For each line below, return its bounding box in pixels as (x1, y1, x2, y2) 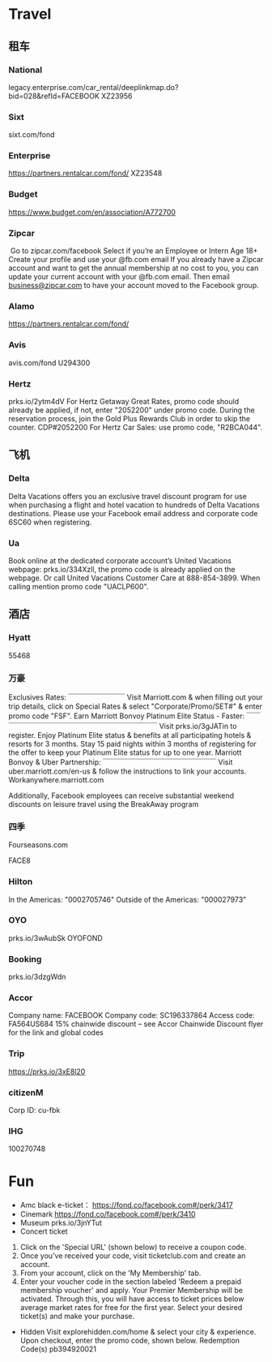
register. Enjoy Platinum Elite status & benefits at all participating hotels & (8, 730, 252, 739)
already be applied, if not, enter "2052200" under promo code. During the (8, 405, 255, 415)
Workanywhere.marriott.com (8, 774, 104, 784)
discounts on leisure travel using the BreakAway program (8, 799, 199, 808)
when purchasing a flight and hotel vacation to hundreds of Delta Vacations (8, 500, 261, 510)
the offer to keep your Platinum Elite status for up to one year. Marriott (8, 748, 242, 757)
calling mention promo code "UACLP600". (8, 581, 149, 591)
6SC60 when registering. (8, 517, 92, 527)
